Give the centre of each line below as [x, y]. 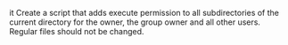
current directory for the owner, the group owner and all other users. [135, 22]
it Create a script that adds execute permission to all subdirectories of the [144, 13]
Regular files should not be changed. [77, 31]
